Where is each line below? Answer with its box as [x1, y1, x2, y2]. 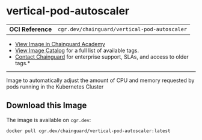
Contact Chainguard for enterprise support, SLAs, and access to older [14, 53, 189, 60]
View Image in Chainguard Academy [14, 40, 105, 47]
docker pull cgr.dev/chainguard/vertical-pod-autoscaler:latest [6, 127, 171, 134]
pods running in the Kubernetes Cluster [6, 83, 104, 90]
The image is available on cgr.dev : [6, 116, 91, 123]
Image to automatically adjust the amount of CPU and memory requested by [6, 77, 195, 84]
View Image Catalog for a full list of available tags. [14, 47, 139, 54]
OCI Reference [9, 25, 52, 34]
